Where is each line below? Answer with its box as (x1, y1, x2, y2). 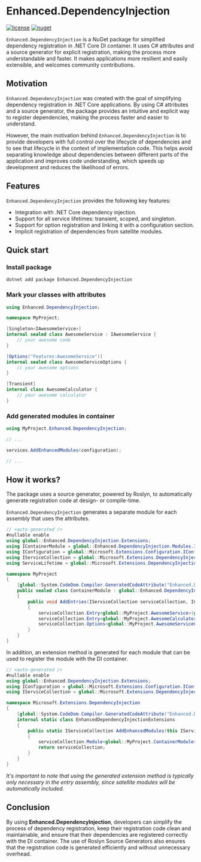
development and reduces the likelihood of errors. (6, 163, 130, 170)
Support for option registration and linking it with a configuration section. (14, 221, 194, 229)
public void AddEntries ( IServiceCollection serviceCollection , (28, 598, 188, 604)
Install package (6, 263, 52, 271)
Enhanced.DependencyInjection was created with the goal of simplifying (6, 94, 181, 101)
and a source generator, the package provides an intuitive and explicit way (6, 107, 190, 115)
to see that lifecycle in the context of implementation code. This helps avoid (6, 144, 193, 151)
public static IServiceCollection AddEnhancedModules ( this (28, 728, 178, 734)
